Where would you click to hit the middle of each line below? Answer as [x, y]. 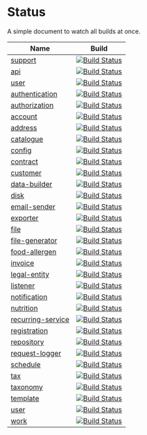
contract [24, 162]
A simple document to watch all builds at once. [74, 31]
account [24, 117]
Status [27, 12]
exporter [25, 218]
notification [29, 297]
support [24, 60]
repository [27, 342]
